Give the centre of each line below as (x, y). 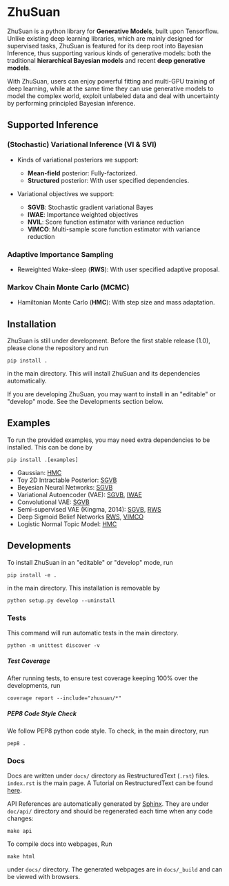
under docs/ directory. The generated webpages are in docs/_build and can (115, 869)
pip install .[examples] (43, 460)
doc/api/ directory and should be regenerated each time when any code (110, 811)
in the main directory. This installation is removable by (83, 588)
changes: (20, 818)
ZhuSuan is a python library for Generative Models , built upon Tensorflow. (113, 31)
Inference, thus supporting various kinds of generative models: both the (109, 53)
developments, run (34, 685)
